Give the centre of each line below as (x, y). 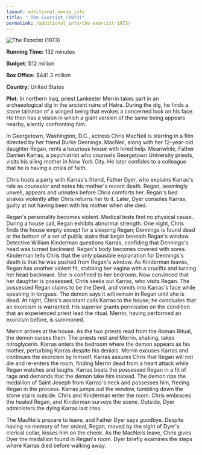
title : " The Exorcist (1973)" (46, 17)
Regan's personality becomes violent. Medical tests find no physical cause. (100, 217)
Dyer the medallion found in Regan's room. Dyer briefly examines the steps (99, 439)
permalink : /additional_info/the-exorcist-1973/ (68, 23)
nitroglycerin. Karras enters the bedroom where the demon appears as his (98, 344)
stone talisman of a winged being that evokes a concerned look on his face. (100, 112)
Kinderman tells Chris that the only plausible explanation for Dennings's (95, 256)
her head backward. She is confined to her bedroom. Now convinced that (97, 275)
